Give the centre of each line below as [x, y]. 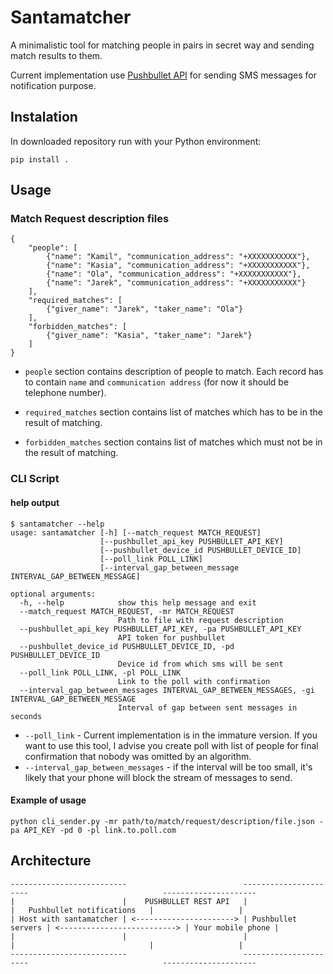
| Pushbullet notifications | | [127, 910]
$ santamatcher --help [57, 524]
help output [35, 502]
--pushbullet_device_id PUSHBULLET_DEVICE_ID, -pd [127, 646]
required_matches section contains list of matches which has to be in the [173, 412]
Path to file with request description [200, 620]
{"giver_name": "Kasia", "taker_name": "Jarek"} [149, 336]
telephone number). [65, 393]
